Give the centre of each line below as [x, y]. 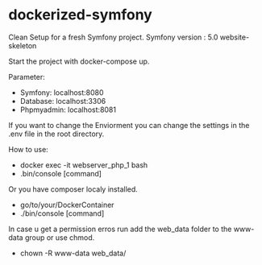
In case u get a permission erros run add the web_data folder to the [120, 229]
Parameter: [27, 77]
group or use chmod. [60, 237]
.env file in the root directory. [56, 134]
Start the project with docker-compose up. [79, 61]
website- [235, 37]
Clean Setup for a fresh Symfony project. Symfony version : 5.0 [113, 37]
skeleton [23, 45]
